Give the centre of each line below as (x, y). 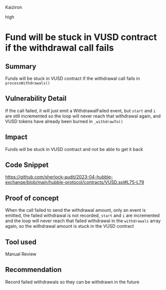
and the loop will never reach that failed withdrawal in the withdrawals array (83, 221)
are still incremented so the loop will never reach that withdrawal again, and (83, 116)
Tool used (21, 242)
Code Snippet (27, 165)
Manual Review (21, 254)
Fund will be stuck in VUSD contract (81, 37)
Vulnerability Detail (36, 99)
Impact (16, 137)
